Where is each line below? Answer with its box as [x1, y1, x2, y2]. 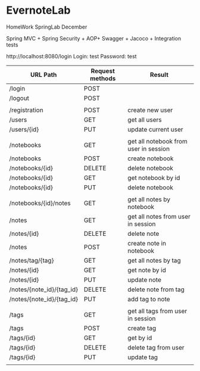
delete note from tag [127, 285, 185, 294]
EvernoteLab [6, 4, 71, 17]
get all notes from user [127, 212, 191, 220]
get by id [127, 333, 152, 342]
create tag [127, 324, 157, 332]
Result [149, 70, 168, 79]
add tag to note [127, 295, 171, 303]
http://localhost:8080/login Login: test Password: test [6, 52, 137, 60]
